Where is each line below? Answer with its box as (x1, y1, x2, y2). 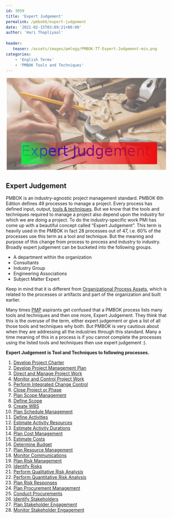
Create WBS (13, 403, 39, 410)
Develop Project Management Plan (13, 365, 87, 371)
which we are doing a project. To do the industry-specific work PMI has (6, 217, 157, 223)
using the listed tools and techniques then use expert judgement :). (6, 340, 147, 346)
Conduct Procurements (13, 491, 63, 497)
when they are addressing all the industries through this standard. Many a (6, 329, 161, 335)
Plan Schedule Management (13, 409, 73, 415)
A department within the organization (13, 254, 92, 261)
